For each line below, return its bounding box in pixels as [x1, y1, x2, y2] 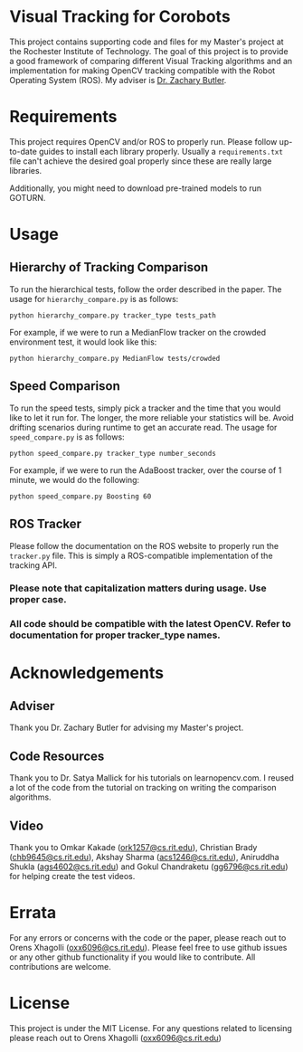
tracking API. [9, 559, 57, 571]
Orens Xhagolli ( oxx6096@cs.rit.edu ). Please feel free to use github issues [9, 942, 288, 952]
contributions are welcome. [9, 961, 111, 971]
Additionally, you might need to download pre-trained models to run [9, 183, 262, 194]
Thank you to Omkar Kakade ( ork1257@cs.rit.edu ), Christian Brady [9, 841, 258, 852]
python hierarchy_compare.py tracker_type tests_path [9, 310, 217, 320]
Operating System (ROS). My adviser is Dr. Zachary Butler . [9, 74, 227, 85]
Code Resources [9, 748, 105, 763]
